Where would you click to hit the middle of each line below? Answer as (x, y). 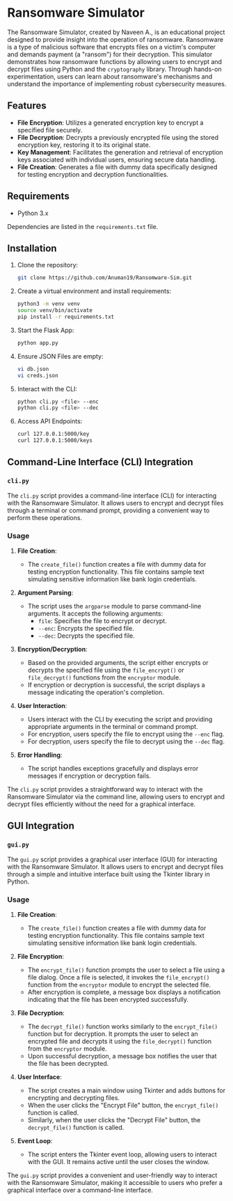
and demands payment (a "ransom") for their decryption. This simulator (110, 54)
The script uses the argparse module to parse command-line (114, 606)
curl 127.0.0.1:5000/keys (55, 441)
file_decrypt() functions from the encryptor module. (104, 677)
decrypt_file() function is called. (76, 1127)
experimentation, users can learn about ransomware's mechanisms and (110, 76)
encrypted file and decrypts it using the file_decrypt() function (120, 1041)
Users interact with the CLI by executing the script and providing (120, 719)
